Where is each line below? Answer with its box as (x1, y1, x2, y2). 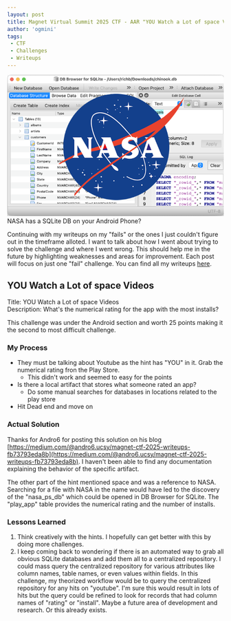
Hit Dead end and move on (16, 403, 93, 411)
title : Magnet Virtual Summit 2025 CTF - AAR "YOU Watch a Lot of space (7, 18, 220, 25)
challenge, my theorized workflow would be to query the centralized (16, 577, 211, 585)
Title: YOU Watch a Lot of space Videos (7, 298, 119, 306)
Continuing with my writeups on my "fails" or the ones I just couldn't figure (7, 231, 219, 239)
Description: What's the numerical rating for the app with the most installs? (7, 305, 219, 313)
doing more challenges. (16, 540, 85, 549)
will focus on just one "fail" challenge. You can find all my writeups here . (7, 260, 212, 268)
